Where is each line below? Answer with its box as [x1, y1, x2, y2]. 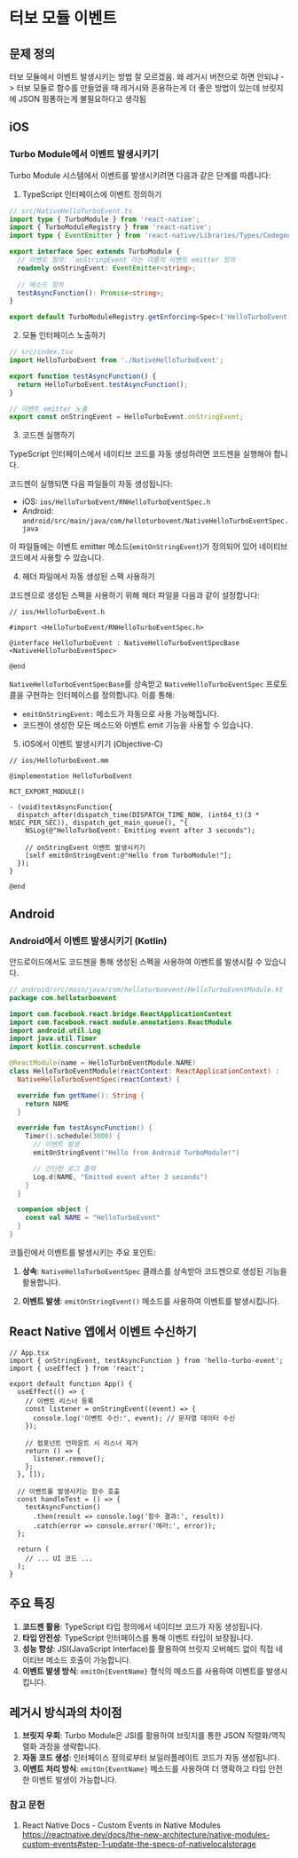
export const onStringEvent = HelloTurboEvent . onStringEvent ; [9, 413, 244, 421]
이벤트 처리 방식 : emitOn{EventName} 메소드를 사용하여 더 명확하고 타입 [21, 1763, 267, 1775]
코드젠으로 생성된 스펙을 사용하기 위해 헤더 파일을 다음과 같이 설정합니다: [9, 590, 260, 601]
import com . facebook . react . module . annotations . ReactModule [9, 1018, 232, 1027]
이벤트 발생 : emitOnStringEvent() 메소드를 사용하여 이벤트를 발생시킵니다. [21, 1295, 280, 1306]
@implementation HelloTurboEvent [9, 772, 133, 781]
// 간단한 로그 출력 [32, 1164, 96, 1173]
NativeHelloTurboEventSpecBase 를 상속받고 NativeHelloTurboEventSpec [9, 679, 264, 689]
